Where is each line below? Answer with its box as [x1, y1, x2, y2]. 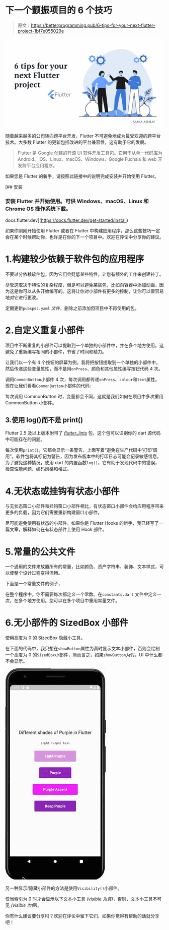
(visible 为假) [11, 902, 38, 908]
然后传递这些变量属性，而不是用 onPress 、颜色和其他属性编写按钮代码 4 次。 [5, 365, 163, 371]
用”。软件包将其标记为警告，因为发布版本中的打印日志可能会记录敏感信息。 [5, 453, 162, 459]
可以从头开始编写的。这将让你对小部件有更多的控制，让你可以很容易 [22, 288, 164, 294]
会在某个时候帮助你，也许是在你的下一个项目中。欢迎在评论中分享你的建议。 [5, 234, 164, 240]
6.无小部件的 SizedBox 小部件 [5, 617, 129, 629]
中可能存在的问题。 [5, 437, 45, 443]
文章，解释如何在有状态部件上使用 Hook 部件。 [9, 526, 107, 532]
